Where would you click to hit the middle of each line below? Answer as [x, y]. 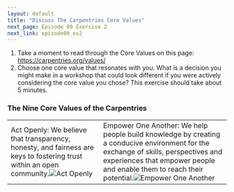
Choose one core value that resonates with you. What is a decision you [119, 68]
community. [30, 173]
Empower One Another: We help [156, 125]
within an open [35, 165]
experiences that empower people [159, 160]
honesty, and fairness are [52, 147]
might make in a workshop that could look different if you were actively [119, 75]
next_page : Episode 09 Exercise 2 [57, 27]
